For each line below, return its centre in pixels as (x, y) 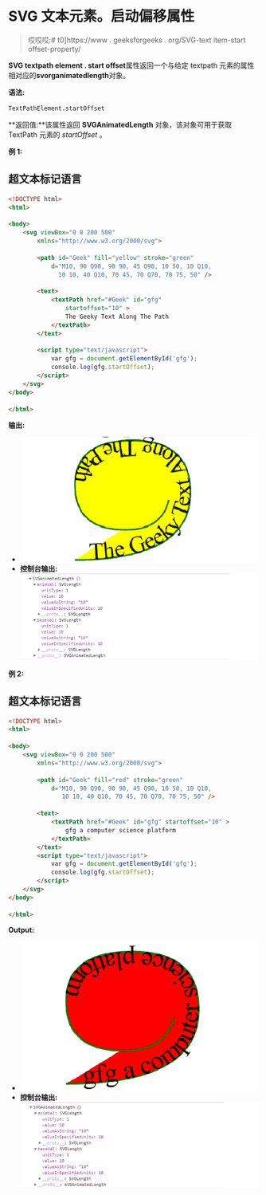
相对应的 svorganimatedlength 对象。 (69, 75)
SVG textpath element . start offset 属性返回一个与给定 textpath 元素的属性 (131, 65)
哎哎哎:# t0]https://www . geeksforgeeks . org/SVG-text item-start (137, 40)
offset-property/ (54, 49)
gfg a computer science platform (121, 830)
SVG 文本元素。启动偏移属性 (102, 16)
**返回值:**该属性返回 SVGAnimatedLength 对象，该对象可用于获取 (120, 124)
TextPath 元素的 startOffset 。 (57, 134)
